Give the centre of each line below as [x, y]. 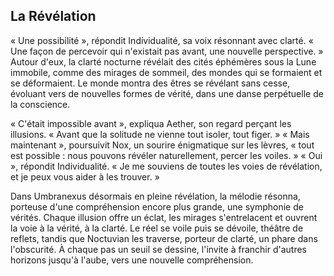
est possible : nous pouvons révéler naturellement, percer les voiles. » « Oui [166, 155]
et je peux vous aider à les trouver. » [85, 176]
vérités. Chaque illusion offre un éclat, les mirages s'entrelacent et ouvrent [164, 217]
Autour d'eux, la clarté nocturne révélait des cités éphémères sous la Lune [163, 61]
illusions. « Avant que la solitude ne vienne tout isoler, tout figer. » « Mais [160, 134]
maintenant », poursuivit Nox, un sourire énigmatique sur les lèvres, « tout [162, 145]
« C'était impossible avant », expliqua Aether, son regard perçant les [151, 123]
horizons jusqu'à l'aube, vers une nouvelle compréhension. [132, 260]
